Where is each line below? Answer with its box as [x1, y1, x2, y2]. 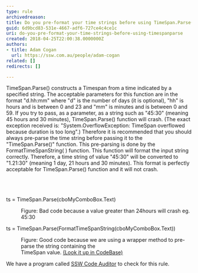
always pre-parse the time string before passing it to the [6, 135, 143, 142]
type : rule [6, 8, 33, 15]
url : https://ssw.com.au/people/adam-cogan [11, 52, 120, 58]
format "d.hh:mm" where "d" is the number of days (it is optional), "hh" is [6, 97, 184, 104]
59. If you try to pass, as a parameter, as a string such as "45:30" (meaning [6, 109, 189, 116]
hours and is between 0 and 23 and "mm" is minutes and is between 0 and [6, 104, 187, 111]
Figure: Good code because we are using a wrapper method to [21, 237, 174, 244]
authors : [6, 42, 28, 48]
